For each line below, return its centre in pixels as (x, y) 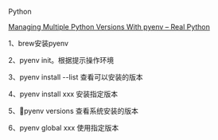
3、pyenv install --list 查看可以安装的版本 (76, 77)
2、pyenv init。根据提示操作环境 (61, 60)
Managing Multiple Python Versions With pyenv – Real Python (109, 27)
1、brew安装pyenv (39, 43)
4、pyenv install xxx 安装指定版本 (63, 94)
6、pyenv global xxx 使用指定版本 (64, 128)
